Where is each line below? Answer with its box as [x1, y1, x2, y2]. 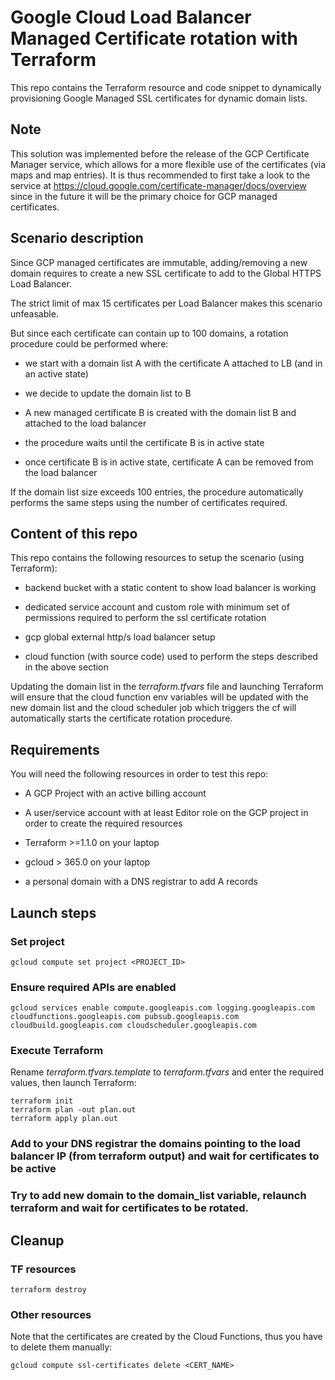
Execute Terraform [10, 1044, 104, 1058]
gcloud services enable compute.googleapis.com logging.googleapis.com [10, 1003, 315, 1013]
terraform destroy [10, 1285, 87, 1295]
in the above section [24, 661, 109, 673]
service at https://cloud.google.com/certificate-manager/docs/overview [10, 179, 307, 191]
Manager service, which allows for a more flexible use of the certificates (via [10, 158, 327, 170]
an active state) [24, 367, 89, 380]
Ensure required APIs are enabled [10, 980, 177, 994]
